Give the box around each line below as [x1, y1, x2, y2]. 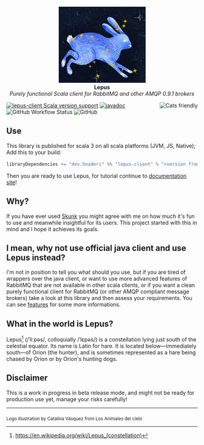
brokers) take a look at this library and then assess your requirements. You [6, 295, 192, 302]
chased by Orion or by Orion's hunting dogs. [6, 355, 118, 362]
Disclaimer [6, 373, 48, 384]
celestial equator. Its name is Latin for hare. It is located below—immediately [6, 342, 197, 349]
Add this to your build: [6, 149, 62, 156]
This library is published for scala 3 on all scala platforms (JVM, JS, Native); [6, 142, 196, 149]
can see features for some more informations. [6, 301, 121, 308]
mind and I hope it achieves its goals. [6, 225, 99, 233]
